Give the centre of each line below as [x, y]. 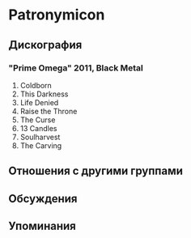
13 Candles [38, 128]
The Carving [41, 145]
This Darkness [44, 94]
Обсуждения [43, 199]
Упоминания [42, 226]
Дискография [45, 45]
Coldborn [36, 85]
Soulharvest [40, 137]
